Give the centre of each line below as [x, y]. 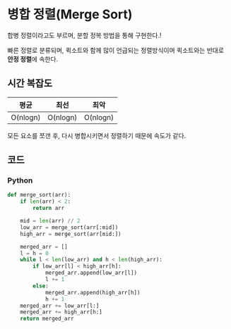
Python [20, 180]
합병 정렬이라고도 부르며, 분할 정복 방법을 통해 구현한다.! [84, 35]
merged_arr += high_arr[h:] [61, 312]
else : [41, 286]
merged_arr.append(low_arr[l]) [91, 273]
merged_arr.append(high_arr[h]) [93, 292]
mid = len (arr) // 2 [50, 221]
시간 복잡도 [30, 83]
